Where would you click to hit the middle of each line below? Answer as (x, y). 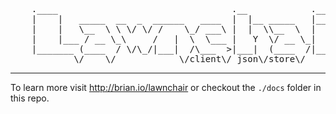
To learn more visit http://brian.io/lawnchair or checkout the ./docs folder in (166, 87)
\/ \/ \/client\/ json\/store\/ (190, 59)
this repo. (30, 98)
